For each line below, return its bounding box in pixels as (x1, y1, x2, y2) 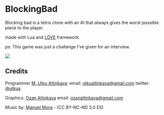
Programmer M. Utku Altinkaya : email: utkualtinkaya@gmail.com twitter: (5, 80, 150, 86)
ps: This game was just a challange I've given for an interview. (5, 44, 130, 49)
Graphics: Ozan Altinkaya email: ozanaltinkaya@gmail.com (5, 94, 123, 101)
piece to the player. (5, 24, 44, 30)
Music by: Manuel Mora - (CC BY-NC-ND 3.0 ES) (5, 104, 104, 110)
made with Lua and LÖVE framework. (5, 34, 80, 40)
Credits (5, 67, 28, 75)
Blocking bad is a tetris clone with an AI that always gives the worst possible (5, 20, 159, 25)
